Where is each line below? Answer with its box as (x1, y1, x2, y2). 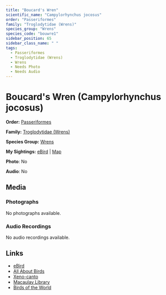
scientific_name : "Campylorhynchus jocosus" (6, 12, 102, 17)
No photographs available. (6, 210, 61, 216)
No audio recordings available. (6, 234, 70, 240)
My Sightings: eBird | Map (6, 149, 62, 155)
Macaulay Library (13, 279, 50, 285)
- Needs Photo (10, 64, 40, 69)
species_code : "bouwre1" (6, 31, 59, 36)
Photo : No (6, 158, 27, 164)
